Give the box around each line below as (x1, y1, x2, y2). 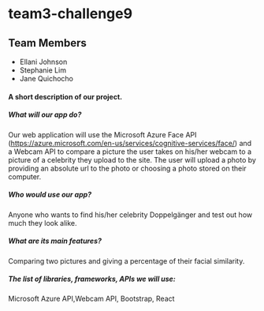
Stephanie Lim (19, 66, 67, 75)
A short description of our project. (8, 92, 123, 101)
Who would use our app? (8, 190, 92, 200)
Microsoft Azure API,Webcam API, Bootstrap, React (8, 294, 175, 304)
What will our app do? (8, 110, 82, 119)
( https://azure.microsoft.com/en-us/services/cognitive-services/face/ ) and (8, 138, 252, 148)
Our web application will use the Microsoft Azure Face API (8, 129, 197, 139)
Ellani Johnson (19, 57, 68, 66)
